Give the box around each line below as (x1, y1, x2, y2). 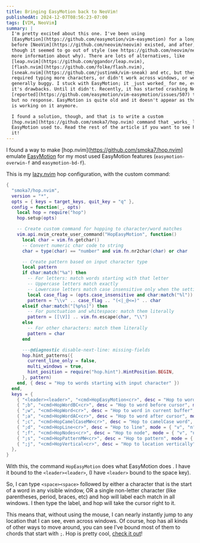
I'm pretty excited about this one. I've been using (11, 31, 145, 37)
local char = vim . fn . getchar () (21, 237, 100, 243)
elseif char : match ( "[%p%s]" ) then (21, 303, 108, 309)
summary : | (6, 25, 33, 32)
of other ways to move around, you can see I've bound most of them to (6, 524, 180, 531)
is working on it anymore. (11, 102, 79, 109)
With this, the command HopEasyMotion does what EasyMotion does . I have (6, 463, 190, 470)
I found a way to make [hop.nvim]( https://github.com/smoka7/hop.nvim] (6, 146, 183, 153)
